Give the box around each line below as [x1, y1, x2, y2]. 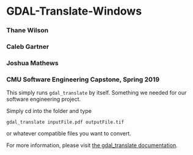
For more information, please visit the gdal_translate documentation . [6, 142, 178, 149]
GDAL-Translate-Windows [6, 4, 142, 18]
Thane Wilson [6, 26, 49, 35]
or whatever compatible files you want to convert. [6, 130, 131, 137]
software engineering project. [6, 96, 81, 103]
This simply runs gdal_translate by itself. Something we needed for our [6, 89, 187, 96]
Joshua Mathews [6, 59, 59, 67]
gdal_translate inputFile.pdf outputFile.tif [6, 119, 124, 126]
